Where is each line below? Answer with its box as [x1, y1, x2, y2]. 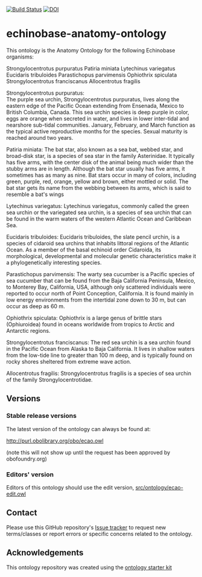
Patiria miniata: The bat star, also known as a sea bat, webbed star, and [6, 145, 183, 153]
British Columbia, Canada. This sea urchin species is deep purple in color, [6, 109, 189, 116]
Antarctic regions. [6, 327, 51, 334]
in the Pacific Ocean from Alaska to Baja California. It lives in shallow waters [6, 345, 195, 352]
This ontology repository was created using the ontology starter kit [6, 564, 172, 571]
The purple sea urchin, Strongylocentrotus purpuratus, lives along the [6, 95, 180, 102]
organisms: [6, 53, 34, 60]
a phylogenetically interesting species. [6, 259, 102, 266]
